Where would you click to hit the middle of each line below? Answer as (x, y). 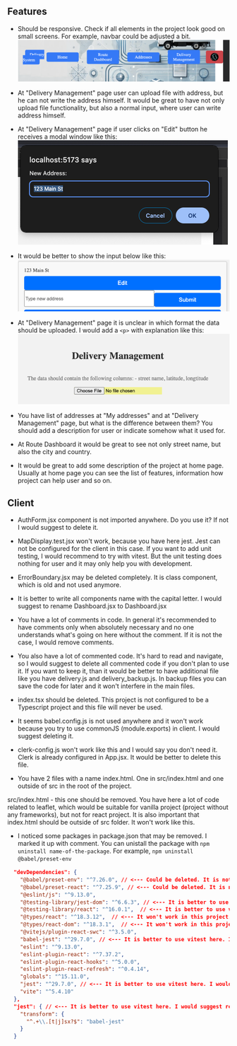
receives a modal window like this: (67, 136)
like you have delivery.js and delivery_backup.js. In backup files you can (122, 679)
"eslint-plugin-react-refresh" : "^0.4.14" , (85, 969)
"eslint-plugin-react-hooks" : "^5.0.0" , (80, 962)
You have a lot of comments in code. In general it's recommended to (117, 620)
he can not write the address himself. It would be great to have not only (121, 100)
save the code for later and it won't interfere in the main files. (106, 686)
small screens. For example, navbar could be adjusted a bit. (104, 36)
